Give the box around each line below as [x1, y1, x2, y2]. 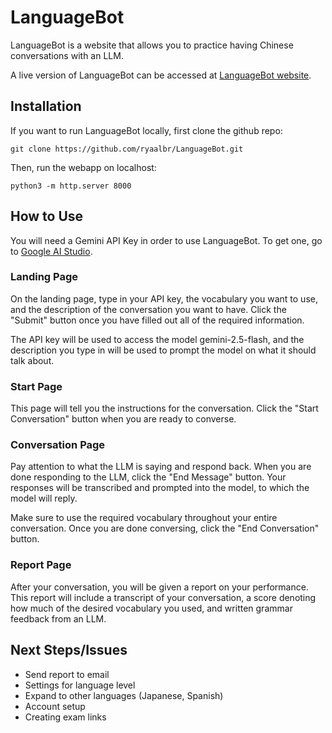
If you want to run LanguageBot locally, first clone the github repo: [10, 124, 283, 136]
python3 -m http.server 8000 [10, 181, 132, 191]
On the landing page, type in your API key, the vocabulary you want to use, [10, 292, 318, 305]
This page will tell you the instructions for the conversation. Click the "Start [10, 402, 319, 415]
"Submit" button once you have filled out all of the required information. [10, 314, 305, 326]
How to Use [10, 208, 84, 225]
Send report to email [24, 668, 110, 680]
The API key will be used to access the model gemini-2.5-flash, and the [10, 333, 305, 345]
